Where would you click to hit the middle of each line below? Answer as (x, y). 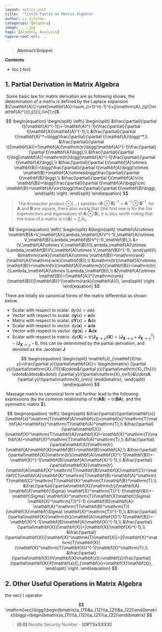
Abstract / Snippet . (35, 50)
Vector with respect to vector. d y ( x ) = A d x (54, 331)
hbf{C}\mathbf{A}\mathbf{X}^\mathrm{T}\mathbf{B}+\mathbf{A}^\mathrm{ (81, 476)
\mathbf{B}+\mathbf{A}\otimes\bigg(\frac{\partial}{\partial (81, 172)
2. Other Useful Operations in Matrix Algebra (74, 584)
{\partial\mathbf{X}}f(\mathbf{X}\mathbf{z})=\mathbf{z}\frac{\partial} (81, 558)
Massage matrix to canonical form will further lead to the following (72, 394)
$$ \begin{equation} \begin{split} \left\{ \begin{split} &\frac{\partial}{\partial (81, 121)
